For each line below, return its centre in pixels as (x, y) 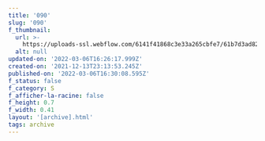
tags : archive (32, 125)
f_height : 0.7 (32, 103)
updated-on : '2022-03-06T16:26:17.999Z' (76, 60)
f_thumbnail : (30, 30)
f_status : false (35, 81)
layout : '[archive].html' (50, 117)
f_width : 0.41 (32, 110)
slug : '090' (28, 23)
